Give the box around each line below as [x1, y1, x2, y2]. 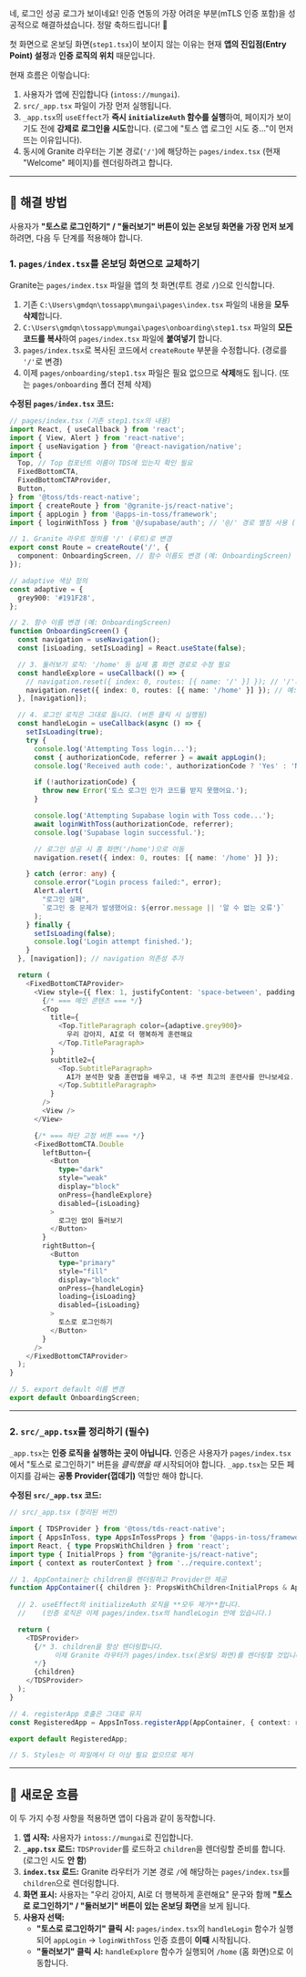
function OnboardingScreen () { [9, 627, 128, 636]
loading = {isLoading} [57, 1292, 137, 1302]
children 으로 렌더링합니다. [22, 1878, 120, 1889]
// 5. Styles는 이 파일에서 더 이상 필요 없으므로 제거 [9, 1751, 193, 1760]
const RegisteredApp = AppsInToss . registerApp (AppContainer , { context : [9, 1717, 291, 1727]
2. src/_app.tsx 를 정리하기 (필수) [9, 1425, 150, 1437]
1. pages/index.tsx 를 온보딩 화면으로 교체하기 [9, 257, 200, 270]
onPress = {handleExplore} [57, 1190, 153, 1200]
